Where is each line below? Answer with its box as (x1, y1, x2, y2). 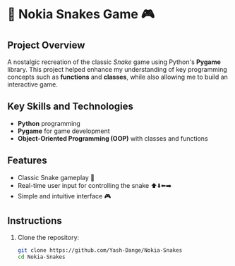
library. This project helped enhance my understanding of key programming (7, 65, 227, 73)
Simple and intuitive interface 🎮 (17, 191, 112, 200)
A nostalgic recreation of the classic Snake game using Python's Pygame (7, 58, 221, 66)
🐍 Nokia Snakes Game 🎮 (7, 6, 155, 23)
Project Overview (7, 39, 85, 51)
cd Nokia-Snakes (17, 253, 66, 261)
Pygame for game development (17, 127, 111, 135)
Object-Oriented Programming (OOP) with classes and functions (17, 134, 208, 142)
